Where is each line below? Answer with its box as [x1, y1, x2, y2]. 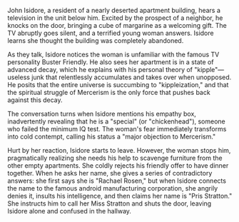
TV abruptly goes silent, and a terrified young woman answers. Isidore [7, 29, 214, 37]
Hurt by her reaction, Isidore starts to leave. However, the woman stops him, [7, 146, 231, 154]
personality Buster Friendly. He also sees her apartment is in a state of [7, 58, 214, 66]
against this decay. [7, 96, 63, 104]
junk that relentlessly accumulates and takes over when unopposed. [31, 73, 232, 81]
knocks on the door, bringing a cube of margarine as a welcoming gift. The [7, 21, 227, 29]
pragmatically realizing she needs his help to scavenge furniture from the [7, 153, 223, 162]
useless [7, 73, 31, 81]
